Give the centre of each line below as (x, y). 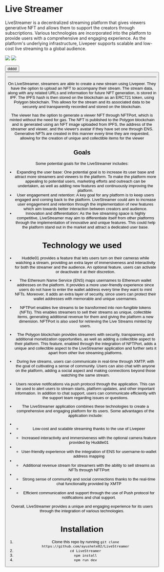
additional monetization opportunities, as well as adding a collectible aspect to (85, 339)
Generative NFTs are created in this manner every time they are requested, (82, 133)
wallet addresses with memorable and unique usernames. (85, 299)
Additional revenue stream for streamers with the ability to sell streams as (89, 466)
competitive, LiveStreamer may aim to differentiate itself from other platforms (86, 218)
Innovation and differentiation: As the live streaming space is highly (85, 213)
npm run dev (85, 560)
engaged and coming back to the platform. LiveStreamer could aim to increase (85, 199)
